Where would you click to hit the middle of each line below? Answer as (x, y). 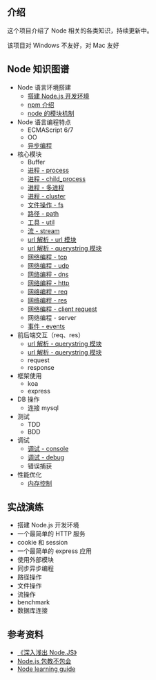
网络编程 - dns (48, 274)
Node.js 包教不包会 (44, 661)
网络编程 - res (47, 300)
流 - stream (43, 230)
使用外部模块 (35, 560)
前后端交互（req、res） (51, 334)
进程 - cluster (46, 196)
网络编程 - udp (48, 265)
